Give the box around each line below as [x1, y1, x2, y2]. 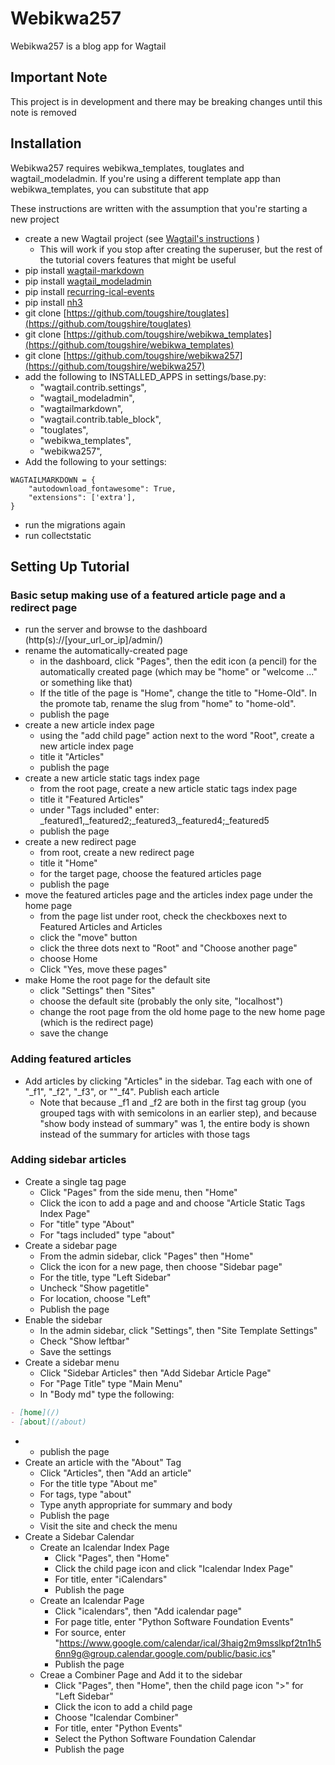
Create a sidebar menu [24, 1356, 120, 1368]
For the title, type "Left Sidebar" [39, 1271, 172, 1283]
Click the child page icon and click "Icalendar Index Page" [54, 1562, 294, 1574]
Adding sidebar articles [10, 1153, 127, 1167]
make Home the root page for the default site [24, 974, 211, 986]
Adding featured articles [10, 1052, 132, 1066]
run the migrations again [24, 518, 126, 531]
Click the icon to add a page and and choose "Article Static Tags [39, 1197, 306, 1209]
